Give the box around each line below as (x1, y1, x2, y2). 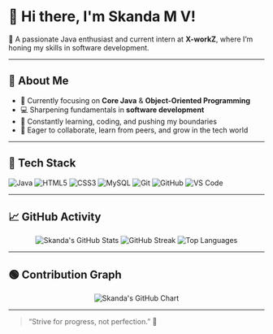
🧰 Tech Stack (8, 156, 76, 170)
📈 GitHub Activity (8, 210, 102, 223)
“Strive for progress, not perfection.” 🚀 (28, 317, 158, 327)
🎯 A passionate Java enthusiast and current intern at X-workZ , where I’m (8, 34, 253, 44)
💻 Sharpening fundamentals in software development (19, 105, 205, 115)
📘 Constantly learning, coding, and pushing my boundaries (19, 116, 218, 126)
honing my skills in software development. (8, 42, 149, 52)
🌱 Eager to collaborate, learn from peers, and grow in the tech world (19, 125, 249, 135)
